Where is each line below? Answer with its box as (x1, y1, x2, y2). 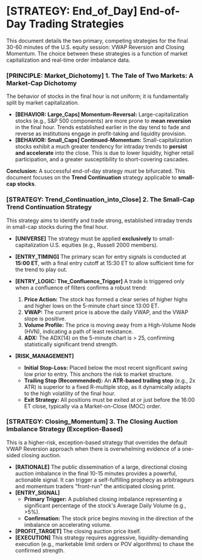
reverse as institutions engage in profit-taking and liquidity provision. (15, 130, 186, 137)
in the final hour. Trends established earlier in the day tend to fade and (15, 124, 191, 131)
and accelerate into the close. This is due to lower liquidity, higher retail (15, 149, 194, 156)
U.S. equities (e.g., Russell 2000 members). (50, 241, 158, 248)
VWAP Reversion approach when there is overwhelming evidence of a (6, 445, 181, 452)
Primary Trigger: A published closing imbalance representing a (24, 495, 183, 503)
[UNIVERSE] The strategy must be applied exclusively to (15, 234, 158, 242)
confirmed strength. (15, 547, 65, 554)
